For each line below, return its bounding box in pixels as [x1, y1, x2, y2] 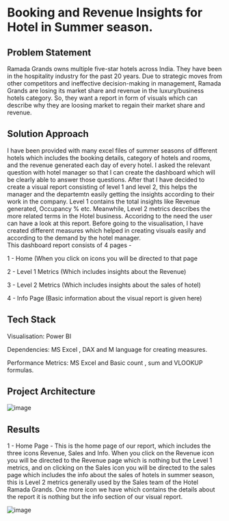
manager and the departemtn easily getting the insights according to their [7, 190, 215, 198]
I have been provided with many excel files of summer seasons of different [7, 146, 217, 155]
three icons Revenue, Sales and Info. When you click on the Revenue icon [7, 449, 214, 457]
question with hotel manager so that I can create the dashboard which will [7, 168, 215, 176]
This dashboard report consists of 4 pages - [7, 241, 132, 249]
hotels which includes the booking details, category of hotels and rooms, [7, 153, 212, 162]
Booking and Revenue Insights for [7, 5, 203, 21]
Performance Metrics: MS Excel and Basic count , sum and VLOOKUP [7, 358, 203, 367]
